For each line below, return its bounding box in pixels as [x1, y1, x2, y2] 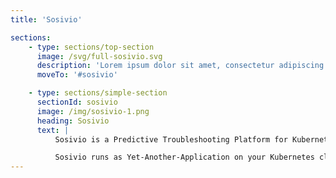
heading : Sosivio [36, 116, 110, 126]
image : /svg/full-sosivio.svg [36, 51, 163, 61]
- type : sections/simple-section [28, 88, 168, 98]
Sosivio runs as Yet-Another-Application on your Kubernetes [54, 152, 315, 163]
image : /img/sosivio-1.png [36, 106, 150, 116]
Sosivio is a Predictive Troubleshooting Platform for [54, 134, 288, 145]
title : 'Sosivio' [10, 14, 83, 25]
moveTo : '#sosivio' [36, 70, 118, 80]
